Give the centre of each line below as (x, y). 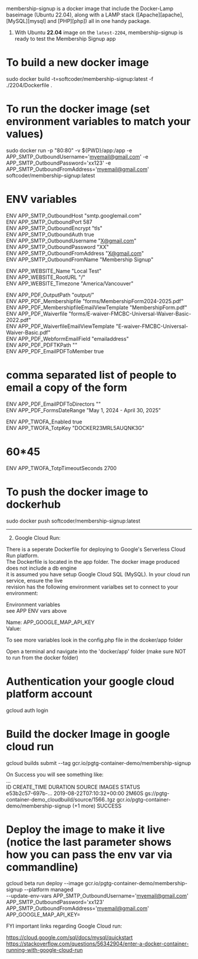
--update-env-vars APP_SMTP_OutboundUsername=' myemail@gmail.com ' (97, 896)
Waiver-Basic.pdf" (28, 332)
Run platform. (23, 555)
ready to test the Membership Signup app (65, 39)
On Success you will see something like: (55, 774)
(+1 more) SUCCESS (97, 806)
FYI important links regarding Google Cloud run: (64, 926)
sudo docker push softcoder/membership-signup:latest (73, 521)
